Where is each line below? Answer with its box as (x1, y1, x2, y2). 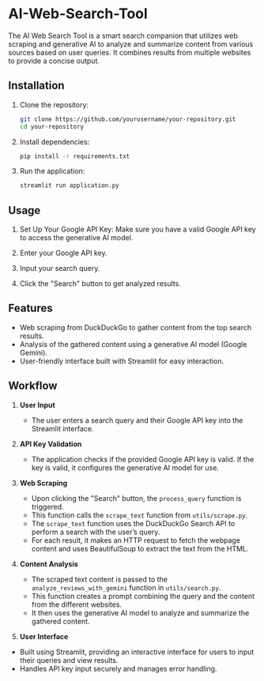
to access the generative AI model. (19, 233, 134, 243)
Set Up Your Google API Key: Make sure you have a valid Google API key (19, 224, 256, 234)
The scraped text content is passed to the (31, 574, 168, 584)
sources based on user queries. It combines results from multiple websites (8, 47, 251, 57)
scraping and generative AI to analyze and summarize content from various (8, 39, 254, 48)
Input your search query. (19, 264, 100, 273)
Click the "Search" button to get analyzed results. (19, 279, 182, 288)
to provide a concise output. (8, 56, 100, 66)
